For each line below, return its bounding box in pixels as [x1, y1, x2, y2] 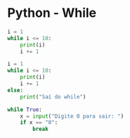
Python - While [7, 5, 97, 21]
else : [7, 87, 23, 94]
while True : [7, 106, 42, 113]
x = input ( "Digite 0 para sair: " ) [20, 113, 124, 120]
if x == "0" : [20, 119, 58, 126]
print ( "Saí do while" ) [20, 93, 86, 100]
